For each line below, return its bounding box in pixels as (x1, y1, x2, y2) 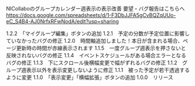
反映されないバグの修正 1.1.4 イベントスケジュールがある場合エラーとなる (6, 52, 186, 59)
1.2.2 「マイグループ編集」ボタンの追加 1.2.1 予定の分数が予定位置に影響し (6, 30, 190, 37)
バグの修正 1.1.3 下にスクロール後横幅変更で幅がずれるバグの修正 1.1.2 (6, 59, 177, 66)
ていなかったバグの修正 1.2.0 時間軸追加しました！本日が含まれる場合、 (6, 37, 183, 44)
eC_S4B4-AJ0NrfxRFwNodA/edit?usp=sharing (6, 18, 119, 25)
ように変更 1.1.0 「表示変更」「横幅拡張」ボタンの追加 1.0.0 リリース (6, 74, 174, 81)
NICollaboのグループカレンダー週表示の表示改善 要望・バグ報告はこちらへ (6, 5, 185, 12)
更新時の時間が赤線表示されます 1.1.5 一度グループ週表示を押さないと (16, 44, 186, 51)
